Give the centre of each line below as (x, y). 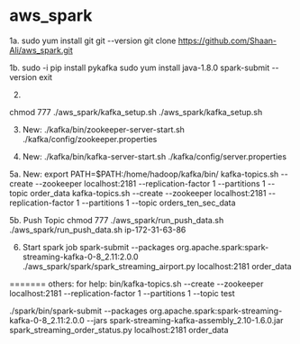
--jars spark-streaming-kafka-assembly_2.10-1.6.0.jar (185, 320)
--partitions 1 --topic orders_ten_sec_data (159, 203)
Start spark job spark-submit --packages (99, 247)
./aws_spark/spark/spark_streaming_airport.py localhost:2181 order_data (157, 266)
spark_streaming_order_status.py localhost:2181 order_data (119, 330)
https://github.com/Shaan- (227, 41)
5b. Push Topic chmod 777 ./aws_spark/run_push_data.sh (117, 220)
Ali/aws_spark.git (41, 50)
